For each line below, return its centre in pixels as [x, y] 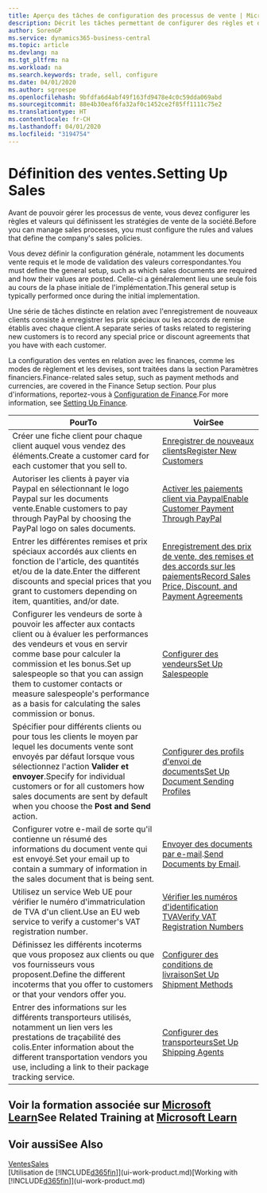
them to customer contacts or [68, 683]
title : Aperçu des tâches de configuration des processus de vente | [126, 16]
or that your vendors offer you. [69, 994]
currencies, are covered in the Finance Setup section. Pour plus [112, 385]
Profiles [177, 791]
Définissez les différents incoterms [77, 945]
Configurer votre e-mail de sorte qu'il [82, 829]
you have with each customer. [58, 345]
